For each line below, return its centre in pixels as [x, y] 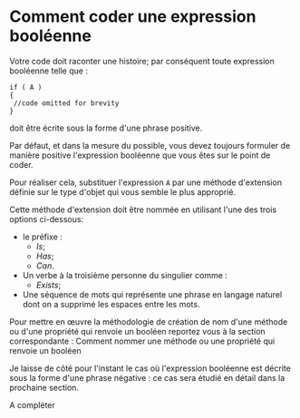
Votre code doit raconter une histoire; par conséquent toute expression [142, 61]
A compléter [33, 404]
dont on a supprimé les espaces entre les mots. [111, 304]
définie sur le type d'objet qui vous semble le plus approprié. [123, 191]
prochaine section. [44, 387]
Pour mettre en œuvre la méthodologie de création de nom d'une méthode [149, 321]
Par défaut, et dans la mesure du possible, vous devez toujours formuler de [150, 145]
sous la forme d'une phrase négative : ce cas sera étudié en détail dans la [147, 377]
